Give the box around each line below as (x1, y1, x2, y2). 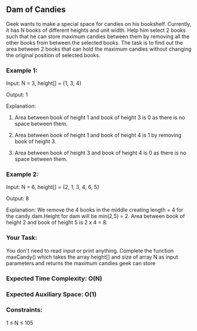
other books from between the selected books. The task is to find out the (6, 39, 183, 46)
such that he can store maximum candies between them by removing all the (6, 32, 190, 40)
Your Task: (6, 234, 38, 242)
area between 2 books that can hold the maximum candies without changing (6, 45, 192, 52)
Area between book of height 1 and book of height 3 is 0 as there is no (14, 114, 185, 121)
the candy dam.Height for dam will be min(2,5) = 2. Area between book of (6, 213, 185, 220)
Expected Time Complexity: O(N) (6, 274, 102, 282)
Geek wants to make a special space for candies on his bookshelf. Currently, (6, 20, 192, 27)
